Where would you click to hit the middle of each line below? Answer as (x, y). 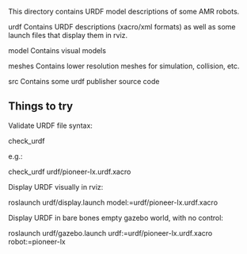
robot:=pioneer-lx (37, 241)
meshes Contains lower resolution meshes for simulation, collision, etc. (124, 66)
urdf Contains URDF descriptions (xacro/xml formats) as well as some (122, 27)
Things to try (41, 106)
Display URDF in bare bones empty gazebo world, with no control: (116, 217)
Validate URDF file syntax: (51, 125)
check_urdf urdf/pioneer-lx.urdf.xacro (70, 171)
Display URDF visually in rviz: (56, 187)
